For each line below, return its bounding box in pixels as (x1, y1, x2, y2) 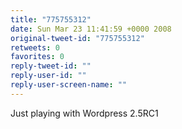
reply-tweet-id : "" (10, 61, 92, 71)
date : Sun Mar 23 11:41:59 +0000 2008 (10, 24, 172, 34)
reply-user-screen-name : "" (10, 80, 128, 90)
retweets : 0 (10, 42, 60, 53)
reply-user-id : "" (10, 71, 87, 81)
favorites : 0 (10, 52, 65, 62)
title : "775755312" (10, 14, 92, 25)
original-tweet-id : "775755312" (10, 33, 145, 43)
